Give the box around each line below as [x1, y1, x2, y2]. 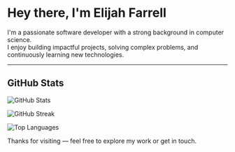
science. [7, 35, 32, 43]
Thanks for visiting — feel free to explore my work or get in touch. [7, 137, 197, 145]
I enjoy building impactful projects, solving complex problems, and [7, 43, 199, 51]
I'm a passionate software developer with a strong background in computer [7, 28, 225, 36]
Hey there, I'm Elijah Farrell [7, 5, 166, 21]
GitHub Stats [7, 77, 64, 89]
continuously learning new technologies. [7, 50, 124, 59]
